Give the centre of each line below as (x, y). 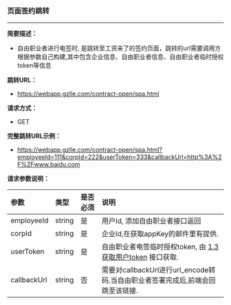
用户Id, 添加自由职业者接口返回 (152, 221)
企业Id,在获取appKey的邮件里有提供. (160, 234)
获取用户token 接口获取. (140, 257)
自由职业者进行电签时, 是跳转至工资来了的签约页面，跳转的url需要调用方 (119, 48)
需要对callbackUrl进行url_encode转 (159, 270)
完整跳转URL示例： (34, 136)
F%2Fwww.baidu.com (48, 165)
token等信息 (34, 65)
